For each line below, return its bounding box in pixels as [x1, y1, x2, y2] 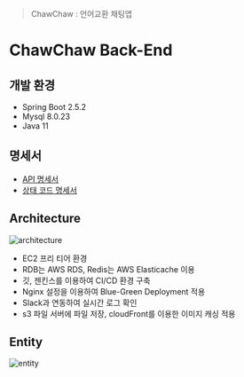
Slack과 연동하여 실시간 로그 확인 [21, 297, 138, 308]
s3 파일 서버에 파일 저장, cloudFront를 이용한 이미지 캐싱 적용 [21, 308, 236, 318]
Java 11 [21, 121, 49, 131]
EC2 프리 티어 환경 [21, 253, 88, 263]
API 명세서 [21, 173, 59, 185]
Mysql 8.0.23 [21, 111, 71, 122]
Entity [9, 334, 43, 350]
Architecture [9, 211, 82, 226]
